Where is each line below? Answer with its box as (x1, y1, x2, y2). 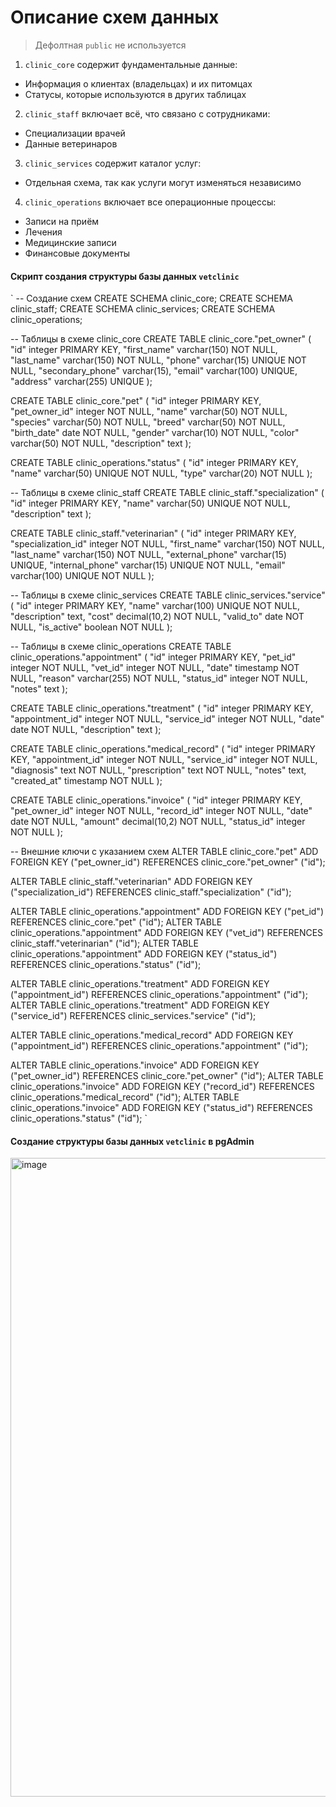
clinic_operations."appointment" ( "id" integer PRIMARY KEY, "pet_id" (10, 651, 297, 663)
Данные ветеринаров (24, 137, 118, 150)
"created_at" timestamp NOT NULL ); (10, 775, 163, 787)
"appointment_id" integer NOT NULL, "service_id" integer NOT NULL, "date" (10, 713, 325, 725)
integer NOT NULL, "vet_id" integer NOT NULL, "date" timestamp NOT (10, 662, 300, 674)
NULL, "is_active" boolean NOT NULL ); (10, 621, 173, 633)
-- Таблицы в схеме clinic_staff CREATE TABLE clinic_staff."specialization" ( (10, 487, 325, 499)
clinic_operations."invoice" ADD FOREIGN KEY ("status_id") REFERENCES (10, 1102, 313, 1114)
